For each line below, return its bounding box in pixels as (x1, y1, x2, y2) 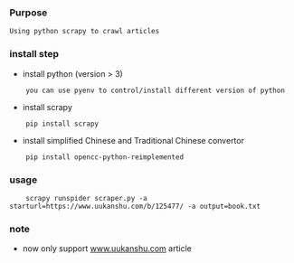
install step (9, 48, 60, 61)
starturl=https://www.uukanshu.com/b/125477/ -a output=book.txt (9, 202, 261, 211)
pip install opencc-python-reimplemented (25, 152, 184, 162)
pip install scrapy (25, 119, 100, 128)
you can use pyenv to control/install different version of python (25, 86, 285, 95)
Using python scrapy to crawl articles (9, 27, 160, 36)
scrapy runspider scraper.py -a (25, 193, 147, 202)
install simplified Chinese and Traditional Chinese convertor (22, 135, 244, 146)
